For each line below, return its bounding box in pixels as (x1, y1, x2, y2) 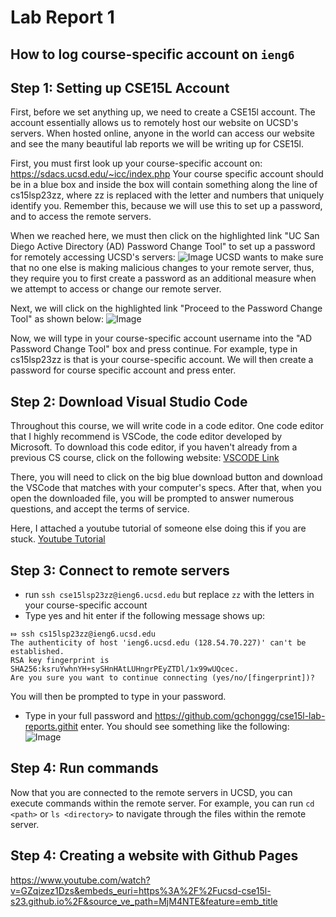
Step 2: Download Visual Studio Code (10, 393, 248, 410)
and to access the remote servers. (10, 211, 152, 223)
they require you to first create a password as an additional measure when (10, 272, 317, 285)
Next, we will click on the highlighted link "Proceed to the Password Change (10, 302, 323, 315)
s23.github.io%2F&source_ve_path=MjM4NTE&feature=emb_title (10, 895, 278, 907)
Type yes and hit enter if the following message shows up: (24, 610, 266, 622)
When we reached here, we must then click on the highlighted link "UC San (10, 230, 320, 242)
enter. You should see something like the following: (80, 721, 290, 733)
